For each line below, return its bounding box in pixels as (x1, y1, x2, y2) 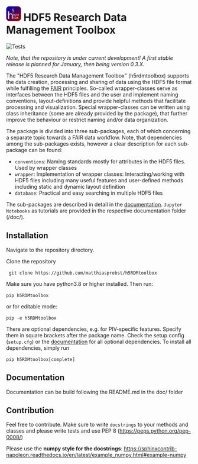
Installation (6, 231, 48, 241)
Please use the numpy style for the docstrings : (6, 445, 123, 452)
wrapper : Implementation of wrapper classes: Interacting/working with (14, 170, 185, 178)
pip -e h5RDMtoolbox (6, 315, 57, 321)
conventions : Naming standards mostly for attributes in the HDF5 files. (14, 157, 186, 165)
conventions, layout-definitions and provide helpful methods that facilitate (6, 97, 186, 104)
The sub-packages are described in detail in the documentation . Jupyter (6, 201, 183, 208)
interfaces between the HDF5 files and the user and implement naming (6, 91, 178, 98)
